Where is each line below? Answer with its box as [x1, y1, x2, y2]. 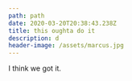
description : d [8, 34, 60, 43]
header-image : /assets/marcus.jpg [8, 42, 125, 50]
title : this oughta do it [8, 26, 95, 34]
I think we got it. [8, 63, 62, 73]
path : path [8, 11, 45, 20]
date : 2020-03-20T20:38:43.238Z [8, 19, 117, 27]
